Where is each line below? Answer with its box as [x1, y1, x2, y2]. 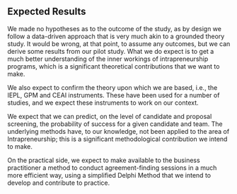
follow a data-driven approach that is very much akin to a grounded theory [7, 32, 225, 40]
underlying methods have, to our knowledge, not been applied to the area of [7, 127, 230, 135]
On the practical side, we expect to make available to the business [7, 156, 200, 164]
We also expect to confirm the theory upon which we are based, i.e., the [7, 83, 218, 91]
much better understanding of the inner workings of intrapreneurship [7, 55, 209, 63]
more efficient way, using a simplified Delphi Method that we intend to [7, 171, 211, 179]
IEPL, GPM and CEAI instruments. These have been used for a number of [7, 91, 220, 99]
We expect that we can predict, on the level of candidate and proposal [7, 112, 212, 120]
